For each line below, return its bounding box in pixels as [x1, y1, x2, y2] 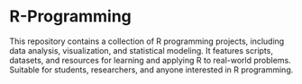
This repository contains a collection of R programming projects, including [9, 36, 285, 46]
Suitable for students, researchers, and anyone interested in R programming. [9, 64, 294, 75]
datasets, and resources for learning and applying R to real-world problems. [9, 55, 291, 65]
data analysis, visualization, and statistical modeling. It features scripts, [9, 45, 273, 55]
